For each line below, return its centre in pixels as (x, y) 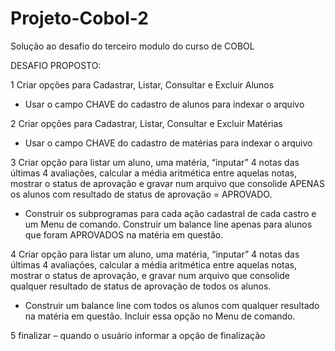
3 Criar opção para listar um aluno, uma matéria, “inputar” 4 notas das (155, 162)
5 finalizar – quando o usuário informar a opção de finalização (138, 335)
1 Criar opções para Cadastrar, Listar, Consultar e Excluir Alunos (142, 84)
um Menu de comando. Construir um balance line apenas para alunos (168, 224)
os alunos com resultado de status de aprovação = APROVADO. (141, 194)
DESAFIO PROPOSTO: (56, 65)
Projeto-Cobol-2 (79, 18)
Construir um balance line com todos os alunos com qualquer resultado (172, 305)
